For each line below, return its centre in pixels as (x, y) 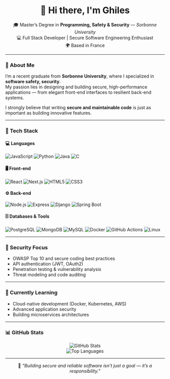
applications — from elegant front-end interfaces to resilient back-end (78, 92)
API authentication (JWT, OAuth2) (48, 264)
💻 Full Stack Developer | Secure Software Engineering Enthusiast (85, 38)
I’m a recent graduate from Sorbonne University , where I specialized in (80, 76)
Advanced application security (45, 309)
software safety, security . (33, 82)
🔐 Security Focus (27, 247)
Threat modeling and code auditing (49, 275)
